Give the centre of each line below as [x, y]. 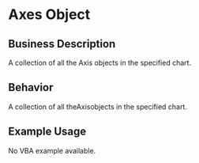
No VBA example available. [52, 150]
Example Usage [47, 132]
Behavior [31, 87]
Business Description [62, 44]
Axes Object [49, 15]
